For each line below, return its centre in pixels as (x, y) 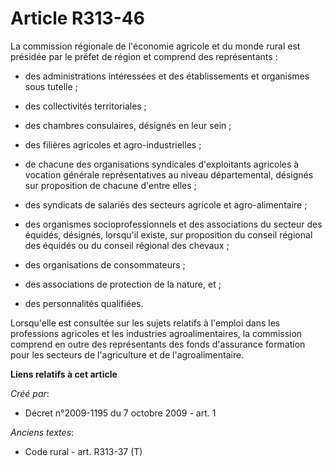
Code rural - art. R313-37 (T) (83, 451)
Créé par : (30, 393)
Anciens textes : (42, 432)
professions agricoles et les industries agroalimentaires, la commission (156, 333)
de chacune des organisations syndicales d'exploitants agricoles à (162, 164)
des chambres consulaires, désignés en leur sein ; (128, 125)
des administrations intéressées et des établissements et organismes (167, 76)
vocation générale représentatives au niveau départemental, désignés (169, 174)
